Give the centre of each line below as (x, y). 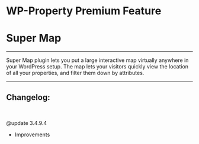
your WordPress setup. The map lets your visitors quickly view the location (97, 67)
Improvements (32, 134)
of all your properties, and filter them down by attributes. (75, 73)
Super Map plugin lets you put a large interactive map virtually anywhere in (97, 60)
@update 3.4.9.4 (27, 123)
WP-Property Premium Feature (84, 11)
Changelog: (28, 97)
